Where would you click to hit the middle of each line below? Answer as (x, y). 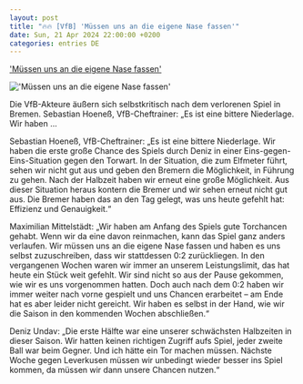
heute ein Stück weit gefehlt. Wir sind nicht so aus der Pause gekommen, (146, 275)
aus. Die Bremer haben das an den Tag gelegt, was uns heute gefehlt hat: (147, 199)
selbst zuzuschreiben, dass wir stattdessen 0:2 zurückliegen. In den (137, 256)
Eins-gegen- (268, 151)
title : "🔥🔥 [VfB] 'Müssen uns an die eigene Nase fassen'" (125, 26)
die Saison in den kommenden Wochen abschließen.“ (109, 314)
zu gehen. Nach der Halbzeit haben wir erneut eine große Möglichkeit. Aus (149, 180)
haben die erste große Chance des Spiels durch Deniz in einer (126, 151)
